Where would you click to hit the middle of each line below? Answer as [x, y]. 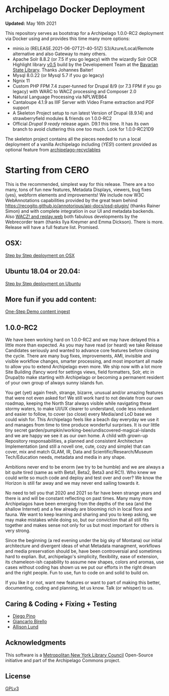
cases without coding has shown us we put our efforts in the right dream [81, 567]
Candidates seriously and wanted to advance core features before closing [82, 351]
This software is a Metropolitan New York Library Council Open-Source [79, 655]
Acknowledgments [36, 643]
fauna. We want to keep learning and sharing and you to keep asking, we [81, 515]
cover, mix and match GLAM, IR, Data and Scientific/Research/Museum [79, 452]
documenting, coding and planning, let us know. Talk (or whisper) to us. [79, 588]
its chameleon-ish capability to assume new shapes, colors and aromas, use [84, 562]
